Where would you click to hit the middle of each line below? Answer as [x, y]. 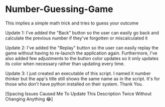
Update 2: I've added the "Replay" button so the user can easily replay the [82, 47]
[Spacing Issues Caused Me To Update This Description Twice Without [78, 93]
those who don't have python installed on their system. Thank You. [74, 84]
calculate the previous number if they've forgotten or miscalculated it [76, 38]
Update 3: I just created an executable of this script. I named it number [78, 73]
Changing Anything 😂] [29, 99]
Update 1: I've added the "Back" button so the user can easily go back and [82, 32]
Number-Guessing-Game [59, 9]
